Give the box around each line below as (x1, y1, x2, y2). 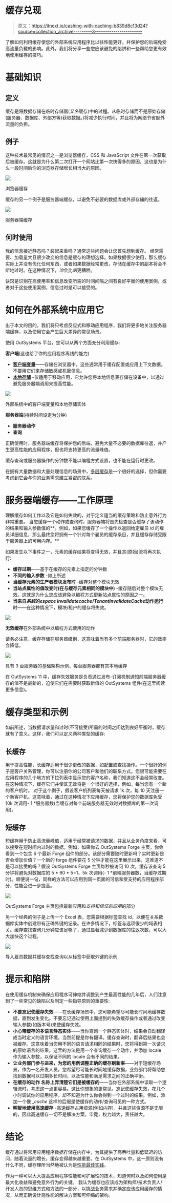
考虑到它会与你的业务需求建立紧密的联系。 (5, 475, 95, 481)
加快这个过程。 (9, 933, 41, 939)
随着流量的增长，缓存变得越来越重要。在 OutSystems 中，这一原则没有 (14, 1155, 164, 1161)
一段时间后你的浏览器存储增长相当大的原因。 (9, 165, 104, 171)
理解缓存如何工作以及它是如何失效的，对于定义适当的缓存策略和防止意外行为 (5, 512, 167, 518)
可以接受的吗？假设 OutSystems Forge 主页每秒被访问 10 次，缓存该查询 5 (9, 863, 166, 869)
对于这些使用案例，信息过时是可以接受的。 (9, 284, 100, 290)
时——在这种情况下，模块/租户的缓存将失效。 (12, 604, 109, 610)
